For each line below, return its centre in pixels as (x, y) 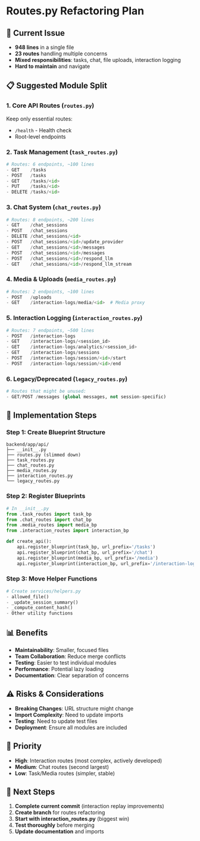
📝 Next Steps (31, 792)
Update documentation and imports (59, 831)
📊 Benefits (27, 633)
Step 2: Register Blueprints (46, 496)
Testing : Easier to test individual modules (65, 663)
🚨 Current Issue (36, 33)
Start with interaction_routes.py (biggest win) (72, 819)
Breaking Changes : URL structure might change (74, 708)
